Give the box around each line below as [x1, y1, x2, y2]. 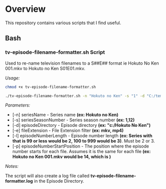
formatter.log [5, 178, 33, 184]
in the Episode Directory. [34, 178, 84, 184]
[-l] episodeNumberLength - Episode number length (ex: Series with [12, 133, 153, 139]
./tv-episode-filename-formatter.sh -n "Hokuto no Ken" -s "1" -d [5, 93, 145, 98]
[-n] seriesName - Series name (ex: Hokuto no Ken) [12, 112, 119, 118]
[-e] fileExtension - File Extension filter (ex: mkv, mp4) [12, 127, 124, 134]
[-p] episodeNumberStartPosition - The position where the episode [12, 143, 149, 149]
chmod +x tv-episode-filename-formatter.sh [5, 84, 96, 89]
